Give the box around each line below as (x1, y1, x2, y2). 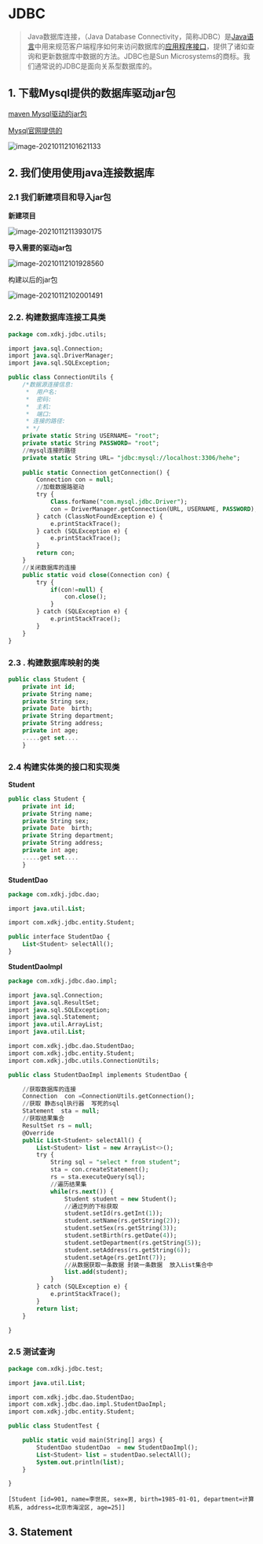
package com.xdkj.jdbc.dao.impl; (8, 977, 118, 985)
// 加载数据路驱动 (36, 483, 85, 491)
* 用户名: (25, 387, 58, 396)
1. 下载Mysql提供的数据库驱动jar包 (8, 87, 176, 100)
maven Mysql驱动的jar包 (8, 109, 88, 118)
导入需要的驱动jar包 (8, 243, 72, 253)
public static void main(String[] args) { (22, 1436, 163, 1444)
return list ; (36, 1305, 79, 1313)
